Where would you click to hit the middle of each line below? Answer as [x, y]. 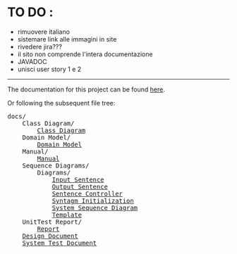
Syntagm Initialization [93, 201]
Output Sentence [80, 186]
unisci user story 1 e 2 [49, 69]
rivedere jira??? [39, 46]
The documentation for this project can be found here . [86, 89]
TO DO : [30, 12]
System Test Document [60, 243]
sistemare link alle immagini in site [67, 39]
